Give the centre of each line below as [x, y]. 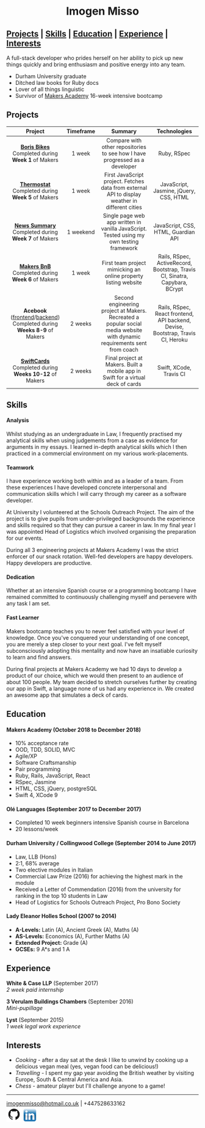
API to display [124, 194]
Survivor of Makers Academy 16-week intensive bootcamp [89, 96]
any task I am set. [28, 603]
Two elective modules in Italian [54, 870]
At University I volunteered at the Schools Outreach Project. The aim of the [100, 512]
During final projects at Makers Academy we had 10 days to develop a [94, 669]
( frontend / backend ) [35, 317]
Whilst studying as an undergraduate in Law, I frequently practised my [94, 434]
